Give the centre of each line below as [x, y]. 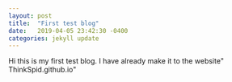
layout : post [30, 16]
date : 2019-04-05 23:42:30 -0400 [68, 31]
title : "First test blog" [54, 23]
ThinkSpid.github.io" [42, 70]
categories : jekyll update [54, 38]
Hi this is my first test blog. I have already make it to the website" [116, 61]
